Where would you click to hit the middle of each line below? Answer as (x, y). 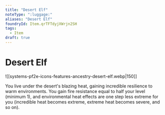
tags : (11, 28)
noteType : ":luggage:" (29, 14)
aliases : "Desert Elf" (29, 19)
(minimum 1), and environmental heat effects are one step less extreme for (82, 96)
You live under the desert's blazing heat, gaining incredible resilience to (79, 86)
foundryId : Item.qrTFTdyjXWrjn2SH (41, 24)
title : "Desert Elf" (27, 10)
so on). (12, 107)
